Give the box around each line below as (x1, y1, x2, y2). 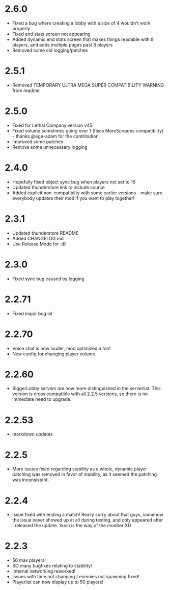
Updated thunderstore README (12, 230, 79, 236)
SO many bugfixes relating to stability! (12, 563, 92, 569)
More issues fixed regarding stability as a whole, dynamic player (12, 466, 147, 472)
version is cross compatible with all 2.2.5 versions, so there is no (12, 391, 148, 397)
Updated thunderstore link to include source (12, 184, 105, 190)
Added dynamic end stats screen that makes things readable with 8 (12, 36, 154, 42)
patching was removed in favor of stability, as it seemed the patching (12, 471, 157, 478)
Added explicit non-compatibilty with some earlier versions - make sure (12, 190, 163, 196)
